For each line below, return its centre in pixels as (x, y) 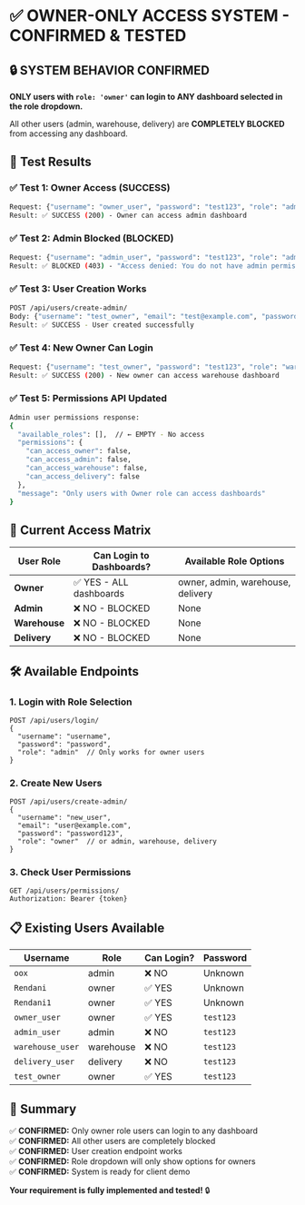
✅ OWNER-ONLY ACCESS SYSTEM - (150, 16)
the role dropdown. (46, 106)
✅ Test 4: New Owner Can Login (82, 348)
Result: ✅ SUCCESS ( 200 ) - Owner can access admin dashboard (128, 215)
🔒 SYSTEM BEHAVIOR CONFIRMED (110, 70)
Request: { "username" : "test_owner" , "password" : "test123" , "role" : (144, 367)
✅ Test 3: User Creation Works (78, 289)
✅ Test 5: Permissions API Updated (89, 399)
